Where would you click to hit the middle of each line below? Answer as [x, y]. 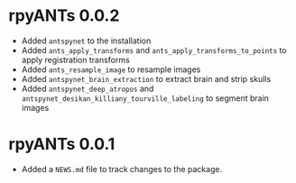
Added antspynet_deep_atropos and [88, 88]
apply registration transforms [75, 59]
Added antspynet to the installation [86, 41]
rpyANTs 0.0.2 [64, 16]
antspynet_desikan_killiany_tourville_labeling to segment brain [145, 98]
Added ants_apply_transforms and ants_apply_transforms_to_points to [154, 50]
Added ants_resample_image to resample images [111, 69]
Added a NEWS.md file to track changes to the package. [122, 169]
